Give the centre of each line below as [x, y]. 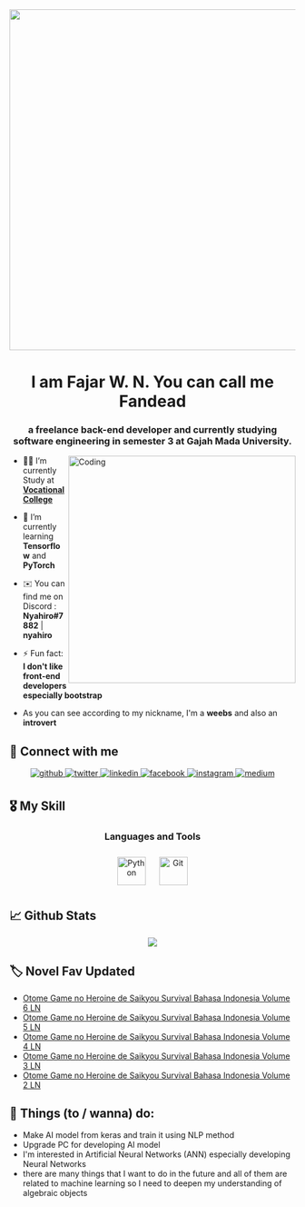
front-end [41, 676]
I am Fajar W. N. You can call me [152, 382]
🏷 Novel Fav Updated [72, 972]
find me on [43, 597]
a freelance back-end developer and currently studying [152, 430]
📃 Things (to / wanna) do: [82, 1113]
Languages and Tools [152, 836]
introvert [39, 723]
